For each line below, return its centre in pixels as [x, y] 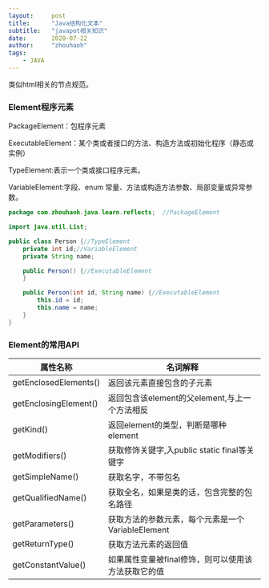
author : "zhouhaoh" [48, 46]
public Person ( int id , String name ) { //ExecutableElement [121, 293]
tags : [17, 53]
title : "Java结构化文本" [56, 23]
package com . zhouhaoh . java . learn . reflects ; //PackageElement [114, 213]
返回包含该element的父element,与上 [175, 398]
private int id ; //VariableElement [80, 249]
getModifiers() [40, 456]
